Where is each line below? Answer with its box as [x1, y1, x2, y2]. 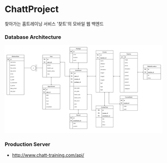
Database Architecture [5, 34, 61, 41]
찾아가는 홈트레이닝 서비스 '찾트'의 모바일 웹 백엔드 [5, 21, 104, 27]
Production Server [5, 140, 51, 147]
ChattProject [5, 4, 59, 15]
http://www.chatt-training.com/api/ [12, 152, 84, 158]
